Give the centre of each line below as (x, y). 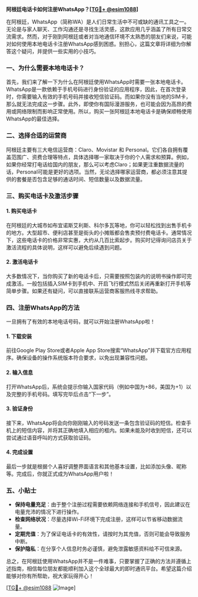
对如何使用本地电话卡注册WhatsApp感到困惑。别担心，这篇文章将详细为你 (96, 44)
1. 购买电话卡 (22, 211)
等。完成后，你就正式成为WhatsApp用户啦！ (60, 474)
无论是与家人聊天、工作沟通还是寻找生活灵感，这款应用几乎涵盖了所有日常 (96, 29)
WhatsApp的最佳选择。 (34, 119)
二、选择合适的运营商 (36, 136)
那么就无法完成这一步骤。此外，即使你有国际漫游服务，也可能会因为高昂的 (96, 104)
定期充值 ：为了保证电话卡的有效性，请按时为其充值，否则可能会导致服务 (102, 534)
